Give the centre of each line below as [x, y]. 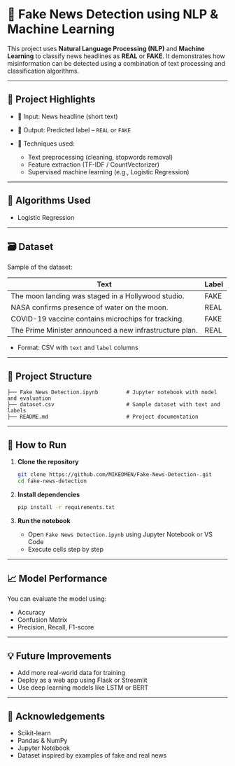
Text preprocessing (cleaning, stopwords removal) [100, 157]
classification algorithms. [43, 71]
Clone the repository [48, 462]
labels [17, 411]
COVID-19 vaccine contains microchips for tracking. [97, 319]
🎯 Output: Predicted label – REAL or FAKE [74, 130]
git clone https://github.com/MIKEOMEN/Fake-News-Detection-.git [114, 475]
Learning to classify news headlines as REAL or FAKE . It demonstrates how [116, 56]
